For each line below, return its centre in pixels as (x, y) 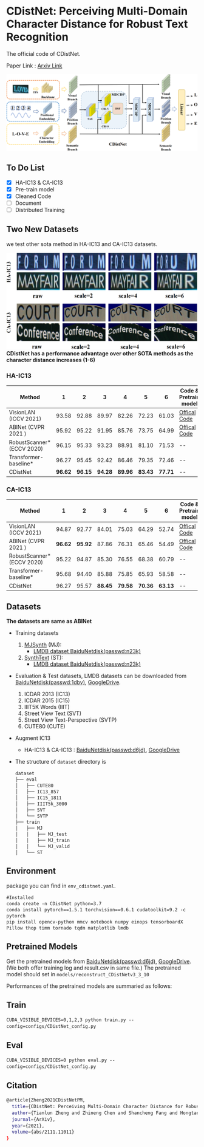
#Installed (20, 897)
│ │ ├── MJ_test (41, 834)
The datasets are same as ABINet (49, 621)
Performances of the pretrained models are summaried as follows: (89, 986)
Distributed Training (40, 210)
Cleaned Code (33, 196)
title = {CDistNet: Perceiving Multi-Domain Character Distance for (97, 1106)
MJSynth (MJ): (43, 645)
